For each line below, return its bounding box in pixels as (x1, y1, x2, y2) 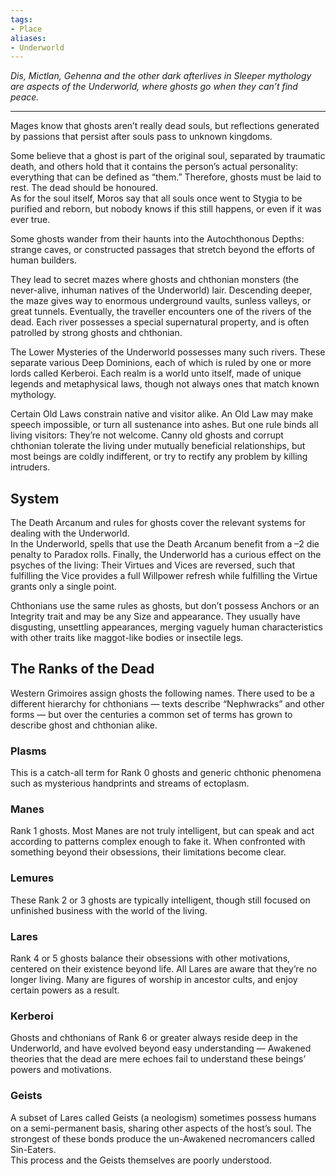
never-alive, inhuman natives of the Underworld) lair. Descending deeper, (10, 284, 313, 296)
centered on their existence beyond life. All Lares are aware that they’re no (10, 963, 318, 975)
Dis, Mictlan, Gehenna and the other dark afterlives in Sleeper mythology (10, 70, 312, 82)
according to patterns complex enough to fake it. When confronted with (10, 836, 306, 848)
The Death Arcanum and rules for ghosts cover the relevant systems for (10, 517, 307, 529)
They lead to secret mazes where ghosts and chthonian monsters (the (10, 274, 300, 286)
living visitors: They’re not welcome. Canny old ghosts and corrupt (10, 429, 284, 441)
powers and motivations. (10, 1064, 112, 1076)
